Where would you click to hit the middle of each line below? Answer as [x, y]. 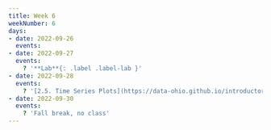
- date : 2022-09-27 [41, 53]
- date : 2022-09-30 [41, 99]
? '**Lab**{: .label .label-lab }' [83, 69]
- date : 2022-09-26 [41, 38]
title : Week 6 [32, 16]
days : [17, 31]
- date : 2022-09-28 [41, 76]
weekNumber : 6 [32, 23]
